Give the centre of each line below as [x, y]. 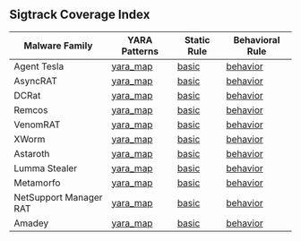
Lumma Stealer [46, 168]
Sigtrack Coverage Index [80, 15]
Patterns [140, 51]
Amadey [31, 223]
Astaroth [32, 153]
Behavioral [257, 39]
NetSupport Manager [58, 197]
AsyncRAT [36, 81]
